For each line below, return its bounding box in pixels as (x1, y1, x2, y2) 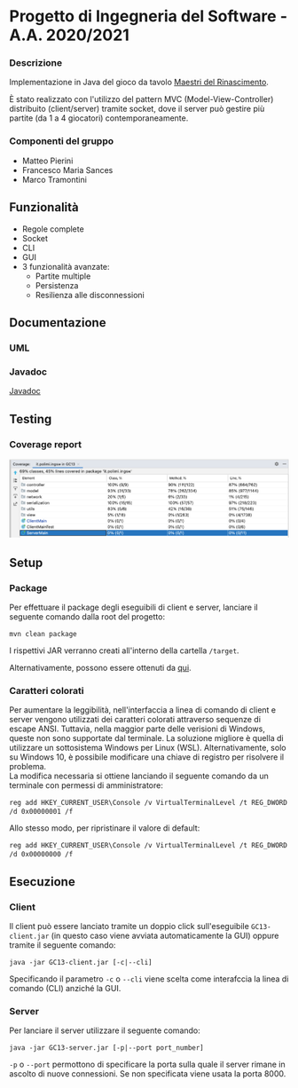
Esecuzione (9, 874, 75, 889)
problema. (9, 761, 47, 772)
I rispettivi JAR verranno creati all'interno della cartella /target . (9, 645, 239, 656)
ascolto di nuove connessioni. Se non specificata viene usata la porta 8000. (9, 1068, 286, 1079)
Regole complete (21, 224, 84, 234)
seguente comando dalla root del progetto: (9, 611, 166, 622)
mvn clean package (9, 629, 77, 638)
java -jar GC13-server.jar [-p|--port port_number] (9, 1044, 204, 1053)
